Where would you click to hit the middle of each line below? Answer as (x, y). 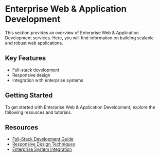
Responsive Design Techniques (44, 144)
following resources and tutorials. (38, 112)
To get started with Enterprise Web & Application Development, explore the (80, 107)
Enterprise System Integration (42, 149)
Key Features (26, 58)
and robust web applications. (34, 43)
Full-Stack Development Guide (43, 139)
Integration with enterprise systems (48, 80)
